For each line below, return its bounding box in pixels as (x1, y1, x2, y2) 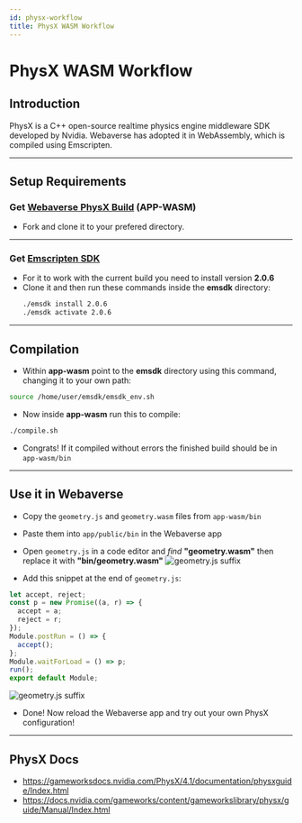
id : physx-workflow (9, 13, 83, 23)
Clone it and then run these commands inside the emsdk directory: (22, 282, 271, 293)
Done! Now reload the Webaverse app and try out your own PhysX (22, 708, 270, 718)
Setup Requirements (9, 173, 127, 189)
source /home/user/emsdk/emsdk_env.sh (9, 393, 155, 402)
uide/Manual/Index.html (22, 804, 111, 816)
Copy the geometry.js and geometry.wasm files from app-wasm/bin (22, 510, 262, 521)
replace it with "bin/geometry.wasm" (22, 555, 164, 566)
